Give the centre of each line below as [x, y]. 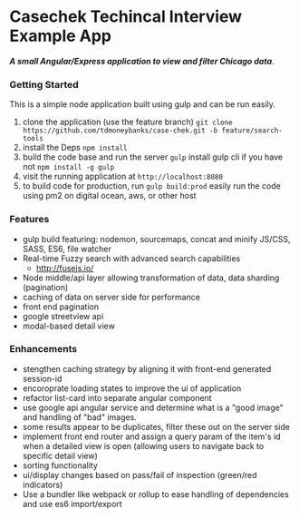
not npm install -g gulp [68, 167]
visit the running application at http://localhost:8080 [123, 176]
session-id [42, 378]
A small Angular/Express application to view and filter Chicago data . [142, 61]
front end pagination [61, 307]
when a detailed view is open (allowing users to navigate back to [143, 445]
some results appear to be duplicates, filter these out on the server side [156, 426]
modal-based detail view [68, 326]
